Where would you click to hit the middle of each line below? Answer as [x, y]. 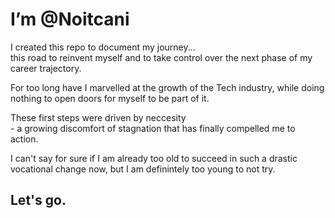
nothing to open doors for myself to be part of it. [110, 98]
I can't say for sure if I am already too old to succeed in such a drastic [154, 158]
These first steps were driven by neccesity [98, 117]
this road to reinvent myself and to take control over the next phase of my [161, 57]
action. [24, 139]
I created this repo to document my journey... [103, 47]
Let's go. [38, 200]
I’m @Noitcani [70, 19]
